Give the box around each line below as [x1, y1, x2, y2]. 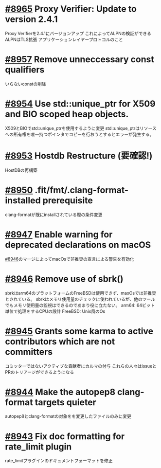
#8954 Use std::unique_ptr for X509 [5, 98, 156, 109]
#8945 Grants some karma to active [5, 325, 154, 337]
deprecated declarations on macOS [5, 239, 151, 250]
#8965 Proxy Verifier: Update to [5, 3, 137, 15]
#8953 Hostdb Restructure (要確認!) [5, 150, 153, 161]
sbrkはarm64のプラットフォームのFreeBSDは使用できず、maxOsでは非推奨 [5, 290, 157, 296]
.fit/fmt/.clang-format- [35, 184, 129, 196]
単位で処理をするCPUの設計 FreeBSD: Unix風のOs [5, 308, 106, 314]
